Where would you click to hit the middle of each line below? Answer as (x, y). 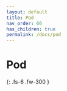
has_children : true (31, 29)
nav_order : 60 (24, 23)
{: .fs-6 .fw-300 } (28, 82)
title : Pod (20, 18)
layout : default (27, 12)
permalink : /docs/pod (34, 35)
